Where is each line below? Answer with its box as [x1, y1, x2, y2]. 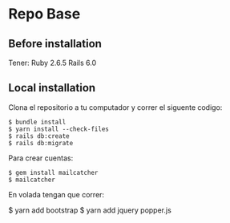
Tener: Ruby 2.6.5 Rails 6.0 [8, 58, 97, 67]
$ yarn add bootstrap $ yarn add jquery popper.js [8, 205, 172, 215]
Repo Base [8, 5, 81, 23]
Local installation [8, 81, 96, 95]
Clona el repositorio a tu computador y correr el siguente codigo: [8, 102, 223, 112]
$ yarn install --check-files [8, 125, 110, 133]
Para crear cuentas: [8, 153, 74, 163]
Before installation [8, 37, 103, 51]
